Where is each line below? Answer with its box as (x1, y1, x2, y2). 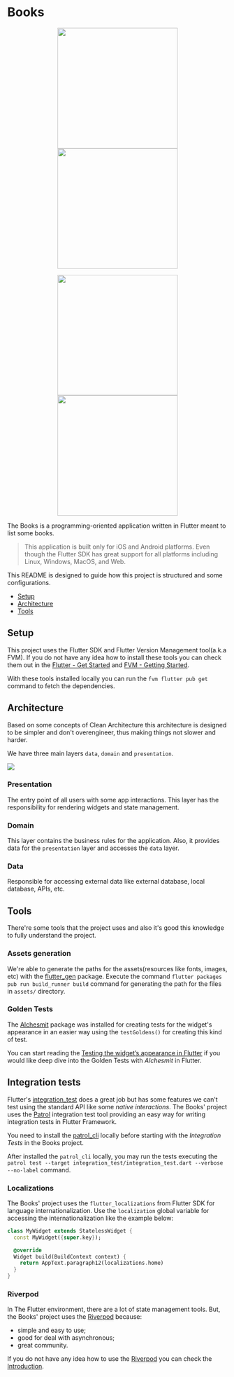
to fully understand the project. (7, 931, 96, 940)
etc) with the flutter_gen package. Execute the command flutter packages (7, 972, 222, 980)
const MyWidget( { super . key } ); (13, 1234, 101, 1241)
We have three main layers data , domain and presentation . (7, 749, 174, 758)
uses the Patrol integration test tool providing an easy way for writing (7, 1110, 206, 1118)
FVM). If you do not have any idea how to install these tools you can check (7, 653, 222, 662)
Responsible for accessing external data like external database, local (7, 877, 205, 886)
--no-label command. (7, 1165, 71, 1174)
